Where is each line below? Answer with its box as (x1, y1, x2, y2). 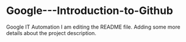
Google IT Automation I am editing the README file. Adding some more (6, 23, 181, 30)
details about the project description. (6, 29, 97, 36)
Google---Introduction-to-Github (6, 4, 174, 17)
